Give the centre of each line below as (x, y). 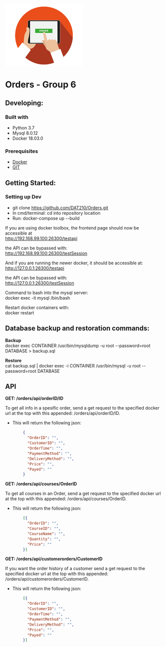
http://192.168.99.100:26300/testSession (46, 253)
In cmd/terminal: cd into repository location (56, 213)
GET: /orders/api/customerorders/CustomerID (54, 559)
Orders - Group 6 (41, 85)
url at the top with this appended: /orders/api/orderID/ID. (63, 413)
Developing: (24, 103)
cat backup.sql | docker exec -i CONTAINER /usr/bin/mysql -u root (73, 365)
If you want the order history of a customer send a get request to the (75, 569)
